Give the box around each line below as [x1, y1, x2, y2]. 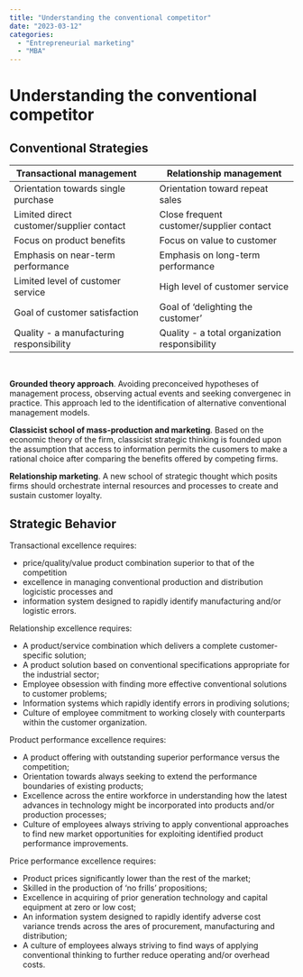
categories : [9, 30, 54, 39]
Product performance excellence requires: [9, 734, 167, 744]
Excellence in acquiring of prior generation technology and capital [22, 891, 268, 902]
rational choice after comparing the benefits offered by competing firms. [9, 453, 279, 464]
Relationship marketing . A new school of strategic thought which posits [9, 470, 278, 482]
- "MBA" [17, 47, 47, 56]
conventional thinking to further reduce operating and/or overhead [22, 949, 271, 960]
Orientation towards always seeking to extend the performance [22, 771, 258, 781]
